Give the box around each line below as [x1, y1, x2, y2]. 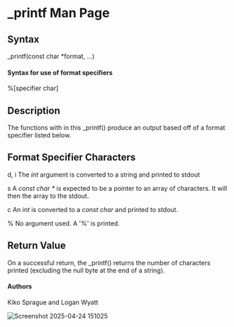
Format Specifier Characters [7, 151, 136, 164]
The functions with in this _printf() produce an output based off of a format [7, 123, 225, 132]
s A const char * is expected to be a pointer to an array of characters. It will [7, 184, 228, 192]
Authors [7, 282, 33, 291]
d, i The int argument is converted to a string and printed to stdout [7, 170, 201, 179]
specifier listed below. [7, 131, 72, 140]
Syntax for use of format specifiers [7, 68, 113, 77]
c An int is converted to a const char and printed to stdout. [7, 205, 179, 214]
